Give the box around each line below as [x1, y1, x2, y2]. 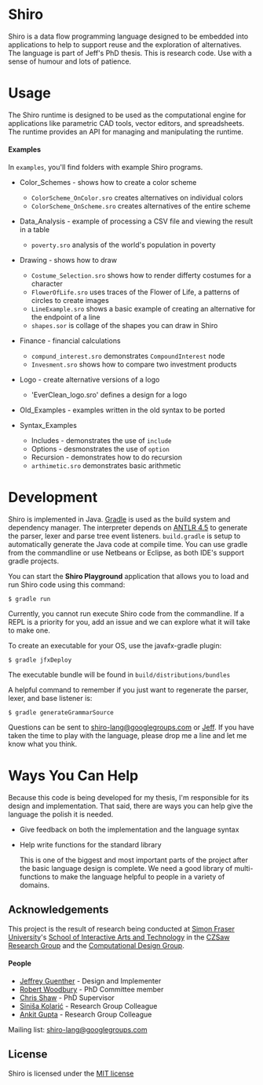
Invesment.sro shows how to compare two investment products [31, 360, 237, 369]
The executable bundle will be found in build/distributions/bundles [8, 670, 231, 680]
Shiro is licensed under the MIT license [8, 1068, 134, 1078]
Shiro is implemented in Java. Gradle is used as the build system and [8, 515, 231, 524]
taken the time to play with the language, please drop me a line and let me [8, 731, 247, 740]
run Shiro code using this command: [8, 580, 126, 589]
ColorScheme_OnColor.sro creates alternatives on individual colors [31, 193, 243, 202]
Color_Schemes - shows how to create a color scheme [19, 178, 197, 187]
